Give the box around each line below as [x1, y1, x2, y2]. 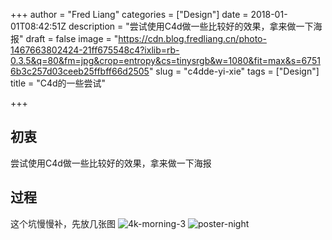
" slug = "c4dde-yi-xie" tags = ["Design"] [148, 65, 320, 77]
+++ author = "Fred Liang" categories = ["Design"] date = [10, 9, 249, 20]
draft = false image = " [25, 33, 119, 44]
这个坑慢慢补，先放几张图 [10, 217, 116, 229]
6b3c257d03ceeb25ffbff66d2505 [10, 65, 150, 77]
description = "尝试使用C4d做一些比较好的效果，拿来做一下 [68, 20, 314, 32]
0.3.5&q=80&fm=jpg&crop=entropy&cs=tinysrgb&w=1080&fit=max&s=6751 [10, 55, 321, 66]
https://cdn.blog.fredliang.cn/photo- [118, 33, 267, 44]
